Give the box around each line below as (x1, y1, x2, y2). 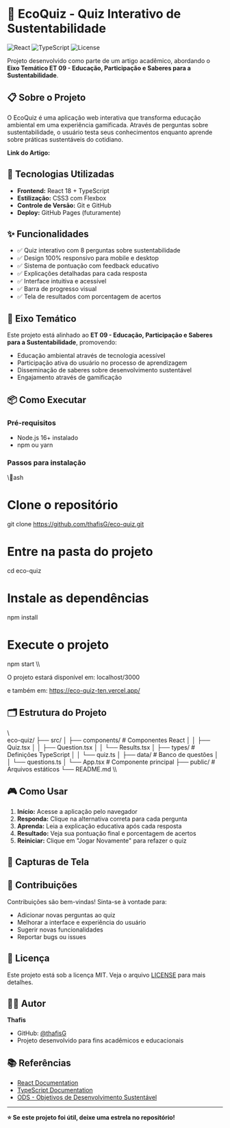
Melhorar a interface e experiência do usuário (16, 918, 146, 926)
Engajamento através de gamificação (16, 373, 122, 382)
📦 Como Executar (7, 394, 87, 406)
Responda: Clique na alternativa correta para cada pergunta (16, 815, 188, 823)
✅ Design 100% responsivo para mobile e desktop (16, 254, 159, 262)
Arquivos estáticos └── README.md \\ (7, 765, 118, 773)
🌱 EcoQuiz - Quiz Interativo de (7, 6, 181, 22)
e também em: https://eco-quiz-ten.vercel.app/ (7, 686, 140, 694)
